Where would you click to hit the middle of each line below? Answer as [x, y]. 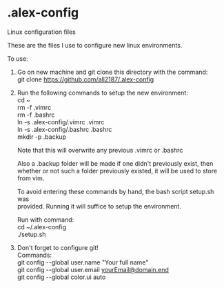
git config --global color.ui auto [61, 277]
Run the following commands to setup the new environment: [102, 93]
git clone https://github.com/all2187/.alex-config [85, 79]
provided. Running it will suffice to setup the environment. [99, 206]
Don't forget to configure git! [58, 247]
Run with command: [45, 220]
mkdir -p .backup [42, 137]
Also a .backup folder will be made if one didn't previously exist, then [115, 163]
